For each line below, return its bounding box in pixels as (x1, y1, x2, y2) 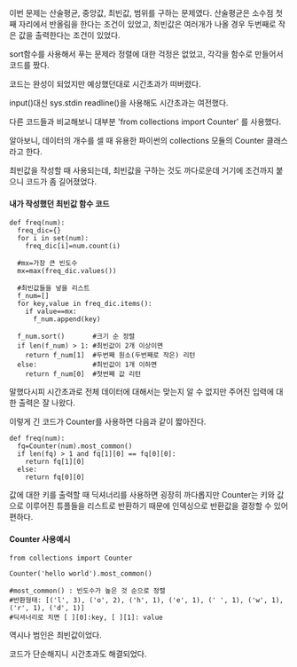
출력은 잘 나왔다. (18, 397, 75, 408)
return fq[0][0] (25, 473, 86, 482)
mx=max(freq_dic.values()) (17, 267, 117, 276)
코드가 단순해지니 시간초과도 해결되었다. (9, 648, 147, 659)
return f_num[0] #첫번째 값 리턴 (25, 370, 142, 379)
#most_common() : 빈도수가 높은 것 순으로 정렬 (9, 586, 166, 596)
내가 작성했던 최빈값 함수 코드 (9, 198, 110, 208)
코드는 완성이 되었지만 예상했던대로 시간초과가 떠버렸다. (9, 79, 201, 89)
